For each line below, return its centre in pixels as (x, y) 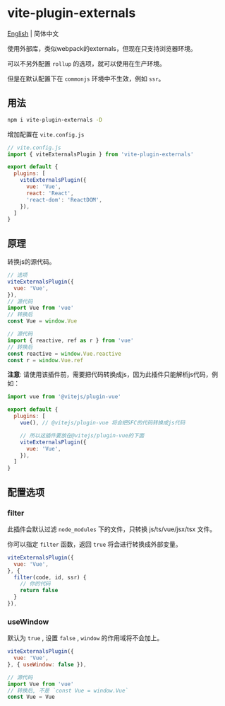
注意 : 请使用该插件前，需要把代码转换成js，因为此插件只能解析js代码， (110, 375)
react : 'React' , (50, 193)
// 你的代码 (35, 584)
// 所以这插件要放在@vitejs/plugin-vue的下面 (82, 435)
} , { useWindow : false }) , (47, 664)
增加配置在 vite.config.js (46, 134)
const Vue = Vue (31, 697)
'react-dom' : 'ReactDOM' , (64, 199)
